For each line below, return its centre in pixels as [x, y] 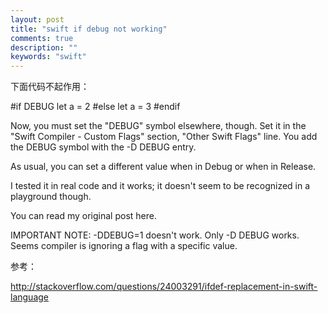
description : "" [44, 47]
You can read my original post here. [83, 216]
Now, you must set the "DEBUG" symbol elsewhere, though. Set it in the [158, 126]
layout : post [37, 19]
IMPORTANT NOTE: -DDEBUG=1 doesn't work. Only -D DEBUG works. [155, 235]
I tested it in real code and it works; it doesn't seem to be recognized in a [160, 186]
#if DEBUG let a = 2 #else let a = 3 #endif [95, 107]
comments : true [42, 38]
